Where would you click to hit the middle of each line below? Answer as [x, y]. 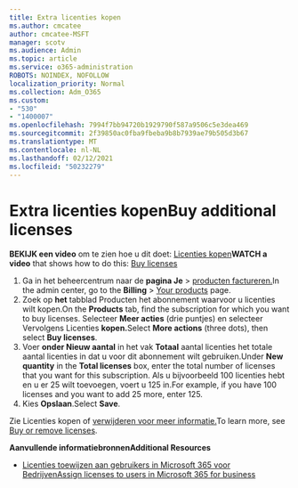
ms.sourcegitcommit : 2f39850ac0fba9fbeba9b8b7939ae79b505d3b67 [129, 134]
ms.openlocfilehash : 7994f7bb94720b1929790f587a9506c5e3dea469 [129, 126]
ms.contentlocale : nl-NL [55, 150]
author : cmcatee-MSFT [49, 34]
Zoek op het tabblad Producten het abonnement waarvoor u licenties [149, 300]
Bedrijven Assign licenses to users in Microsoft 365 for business [139, 475]
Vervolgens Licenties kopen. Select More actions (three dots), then [145, 328]
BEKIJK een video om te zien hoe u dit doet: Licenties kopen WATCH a [138, 254]
